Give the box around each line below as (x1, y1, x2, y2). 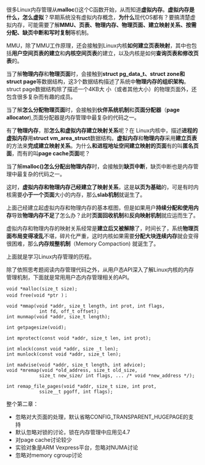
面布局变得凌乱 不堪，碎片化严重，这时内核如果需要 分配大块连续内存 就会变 (6, 232, 193, 239)
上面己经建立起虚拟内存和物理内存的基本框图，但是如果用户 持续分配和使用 (6, 204, 193, 211)
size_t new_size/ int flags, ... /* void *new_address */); (38, 373, 195, 379)
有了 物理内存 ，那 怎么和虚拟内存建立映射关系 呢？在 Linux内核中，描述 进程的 (6, 127, 198, 134)
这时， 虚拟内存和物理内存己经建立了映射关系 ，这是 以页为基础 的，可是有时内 (6, 184, 199, 190)
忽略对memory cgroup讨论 (15, 452, 83, 458)
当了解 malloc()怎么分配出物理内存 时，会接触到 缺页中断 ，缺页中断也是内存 (6, 163, 193, 170)
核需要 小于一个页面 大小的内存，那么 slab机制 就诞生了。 (6, 191, 146, 198)
